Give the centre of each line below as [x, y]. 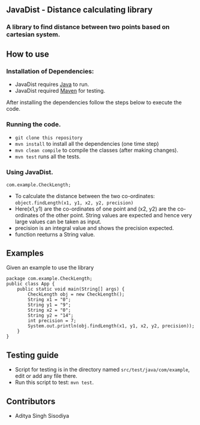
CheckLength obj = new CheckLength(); [76, 294]
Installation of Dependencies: [50, 71]
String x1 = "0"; [49, 300]
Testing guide [32, 355]
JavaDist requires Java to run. [52, 84]
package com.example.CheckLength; [50, 279]
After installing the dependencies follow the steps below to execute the [94, 102]
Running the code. [34, 124]
